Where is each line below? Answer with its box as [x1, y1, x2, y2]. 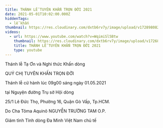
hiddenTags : [5, 16, 29, 21]
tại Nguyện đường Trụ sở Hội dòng [5, 89, 74, 95]
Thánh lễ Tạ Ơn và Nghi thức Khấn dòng [5, 61, 85, 67]
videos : [5, 30, 21, 34]
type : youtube [14, 48, 42, 52]
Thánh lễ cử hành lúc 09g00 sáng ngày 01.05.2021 [5, 80, 106, 85]
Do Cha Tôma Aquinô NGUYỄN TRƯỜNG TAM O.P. [5, 108, 106, 114]
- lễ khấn [9, 20, 29, 26]
